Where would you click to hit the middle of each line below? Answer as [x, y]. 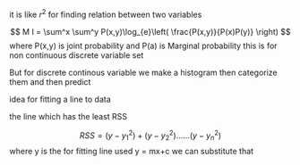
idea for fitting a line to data [60, 99]
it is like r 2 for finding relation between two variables [106, 14]
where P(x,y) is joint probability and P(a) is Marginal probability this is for [143, 45]
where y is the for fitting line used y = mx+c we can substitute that [131, 152]
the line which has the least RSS [69, 116]
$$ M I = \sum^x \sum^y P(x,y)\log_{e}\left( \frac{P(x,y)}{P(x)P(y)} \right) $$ [150, 31]
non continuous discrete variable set [77, 55]
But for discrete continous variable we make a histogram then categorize [143, 72]
